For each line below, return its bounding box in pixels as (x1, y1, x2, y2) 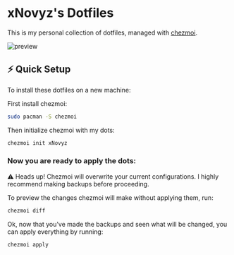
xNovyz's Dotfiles (7, 5, 114, 21)
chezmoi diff (7, 207, 46, 214)
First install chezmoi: (7, 99, 68, 107)
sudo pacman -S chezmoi (7, 113, 78, 120)
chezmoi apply (7, 241, 49, 248)
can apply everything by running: (7, 227, 104, 236)
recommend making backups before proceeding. (7, 179, 149, 188)
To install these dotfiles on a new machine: (7, 85, 131, 94)
